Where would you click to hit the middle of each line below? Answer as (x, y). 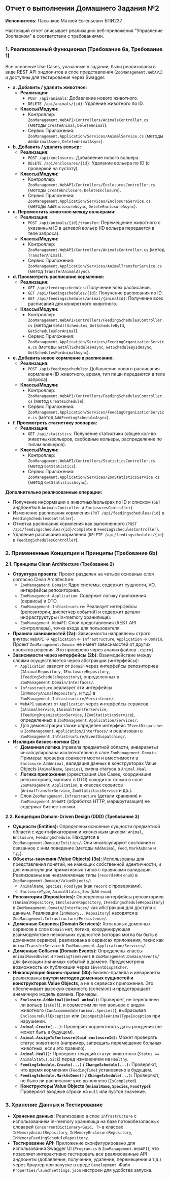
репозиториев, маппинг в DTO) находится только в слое (81, 780)
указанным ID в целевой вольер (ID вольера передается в (91, 228)
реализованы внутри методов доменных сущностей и (73, 978)
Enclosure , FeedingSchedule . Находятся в (56, 837)
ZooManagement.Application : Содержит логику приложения (83, 596)
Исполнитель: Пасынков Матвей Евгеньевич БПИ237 (64, 20)
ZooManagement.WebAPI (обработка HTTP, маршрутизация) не (85, 801)
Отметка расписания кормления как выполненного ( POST (75, 524)
